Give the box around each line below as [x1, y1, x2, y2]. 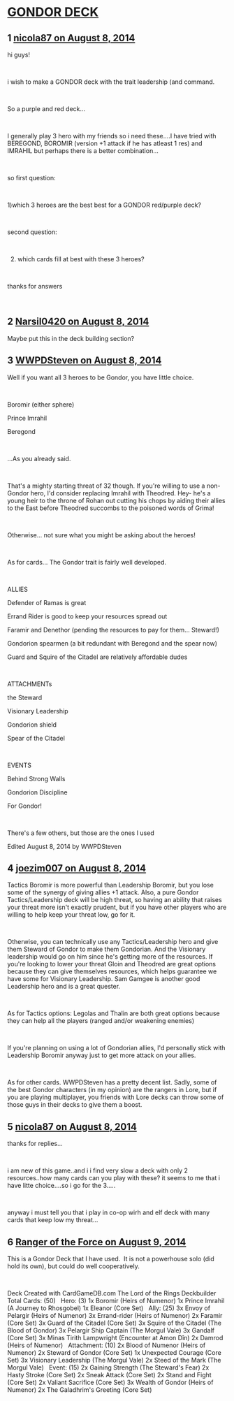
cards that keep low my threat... [7, 1216, 98, 1224]
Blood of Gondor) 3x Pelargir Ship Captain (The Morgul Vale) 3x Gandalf [7, 1326, 215, 1335]
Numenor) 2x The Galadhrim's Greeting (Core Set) [7, 1386, 152, 1394]
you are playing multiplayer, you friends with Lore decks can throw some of [7, 1093, 224, 1101]
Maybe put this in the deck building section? [7, 334, 135, 342]
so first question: [7, 174, 56, 182]
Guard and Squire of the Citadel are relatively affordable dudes [7, 653, 188, 661]
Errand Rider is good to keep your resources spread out [7, 612, 168, 620]
